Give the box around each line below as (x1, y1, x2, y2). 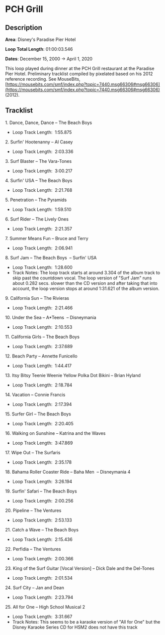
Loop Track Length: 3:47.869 (12, 440, 73, 446)
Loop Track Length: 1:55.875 (12, 129, 72, 135)
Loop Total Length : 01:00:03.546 (5, 46, 73, 52)
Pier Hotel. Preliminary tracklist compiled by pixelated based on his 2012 (5, 71, 153, 77)
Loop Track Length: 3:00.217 (12, 168, 73, 174)
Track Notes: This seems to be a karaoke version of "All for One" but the (12, 619, 161, 625)
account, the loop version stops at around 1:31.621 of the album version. (12, 285, 160, 291)
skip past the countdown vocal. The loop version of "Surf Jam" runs (12, 275, 152, 281)
